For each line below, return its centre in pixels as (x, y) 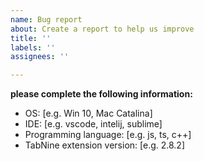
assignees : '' (40, 57)
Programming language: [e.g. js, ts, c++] (108, 135)
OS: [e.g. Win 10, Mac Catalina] (88, 113)
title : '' (31, 38)
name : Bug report (46, 19)
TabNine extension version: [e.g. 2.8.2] (105, 145)
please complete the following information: (101, 94)
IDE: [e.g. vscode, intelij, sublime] (93, 124)
